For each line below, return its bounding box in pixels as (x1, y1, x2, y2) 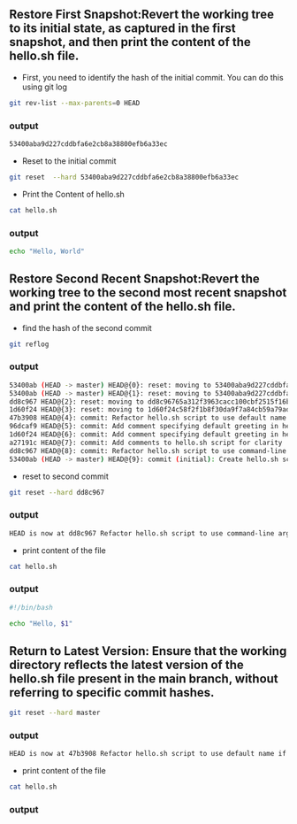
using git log (21, 81, 68, 92)
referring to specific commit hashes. (9, 685, 215, 700)
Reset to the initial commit (21, 155, 117, 166)
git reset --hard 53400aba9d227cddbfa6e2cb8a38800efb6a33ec (9, 173, 240, 181)
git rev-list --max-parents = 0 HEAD (9, 98, 141, 107)
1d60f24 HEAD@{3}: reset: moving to (9, 405, 144, 414)
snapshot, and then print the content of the (9, 35, 252, 50)
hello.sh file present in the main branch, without (9, 671, 278, 686)
